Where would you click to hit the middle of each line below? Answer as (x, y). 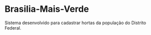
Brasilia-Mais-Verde (47, 9)
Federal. (13, 28)
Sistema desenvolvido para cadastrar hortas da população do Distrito (75, 23)
